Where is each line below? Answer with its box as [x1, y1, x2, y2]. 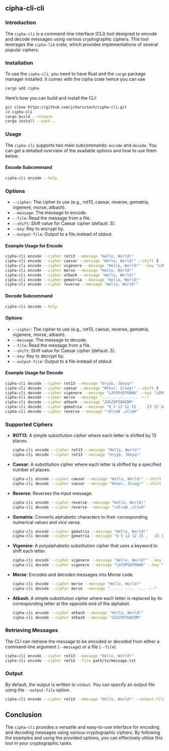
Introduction [5, 19, 36, 26]
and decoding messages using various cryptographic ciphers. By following [5, 729, 160, 735]
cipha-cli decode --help [5, 304, 57, 309]
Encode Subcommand [5, 164, 53, 170]
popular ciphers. [5, 46, 39, 52]
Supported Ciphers [5, 421, 53, 428]
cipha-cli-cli [5, 4, 44, 13]
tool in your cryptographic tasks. [5, 740, 73, 746]
